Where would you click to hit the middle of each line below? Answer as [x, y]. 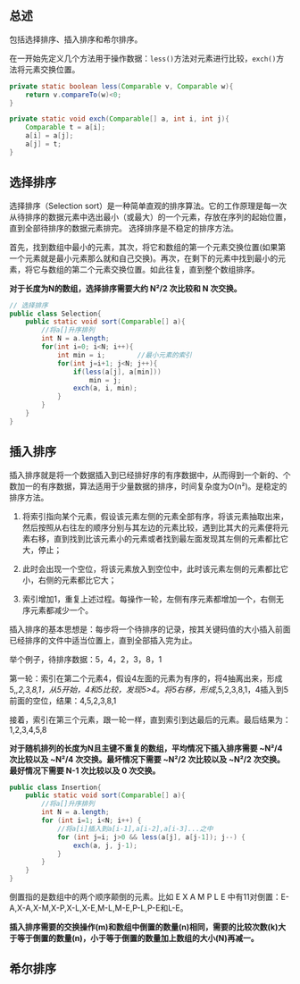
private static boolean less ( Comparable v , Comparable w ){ [121, 86]
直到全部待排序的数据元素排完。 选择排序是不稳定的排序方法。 [124, 228]
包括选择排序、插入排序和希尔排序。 [76, 39]
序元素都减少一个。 [58, 610]
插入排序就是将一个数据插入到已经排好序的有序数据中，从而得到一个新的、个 [150, 475]
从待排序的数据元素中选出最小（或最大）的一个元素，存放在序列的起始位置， [150, 216]
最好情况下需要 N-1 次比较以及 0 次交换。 [85, 770]
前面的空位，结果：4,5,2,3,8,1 [63, 701]
